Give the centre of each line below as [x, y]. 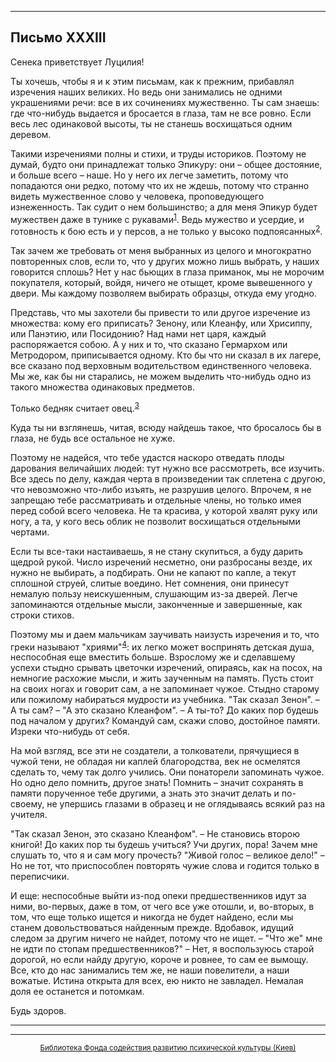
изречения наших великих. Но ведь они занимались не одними [146, 92]
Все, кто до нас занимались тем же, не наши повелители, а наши [150, 970]
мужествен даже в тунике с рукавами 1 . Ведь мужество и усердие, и [157, 218]
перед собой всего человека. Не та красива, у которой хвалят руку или [164, 510]
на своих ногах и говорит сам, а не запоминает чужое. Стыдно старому [165, 689]
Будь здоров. [38, 1011]
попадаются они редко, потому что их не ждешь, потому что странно [160, 185]
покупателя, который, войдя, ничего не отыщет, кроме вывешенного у [161, 283]
